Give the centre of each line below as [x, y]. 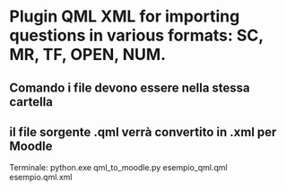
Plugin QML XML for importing [125, 17]
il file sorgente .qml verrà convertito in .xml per [143, 132]
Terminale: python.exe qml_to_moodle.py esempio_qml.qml [118, 168]
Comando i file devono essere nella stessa [130, 87]
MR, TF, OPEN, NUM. [88, 55]
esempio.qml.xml [41, 178]
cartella [31, 102]
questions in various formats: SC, [137, 35]
